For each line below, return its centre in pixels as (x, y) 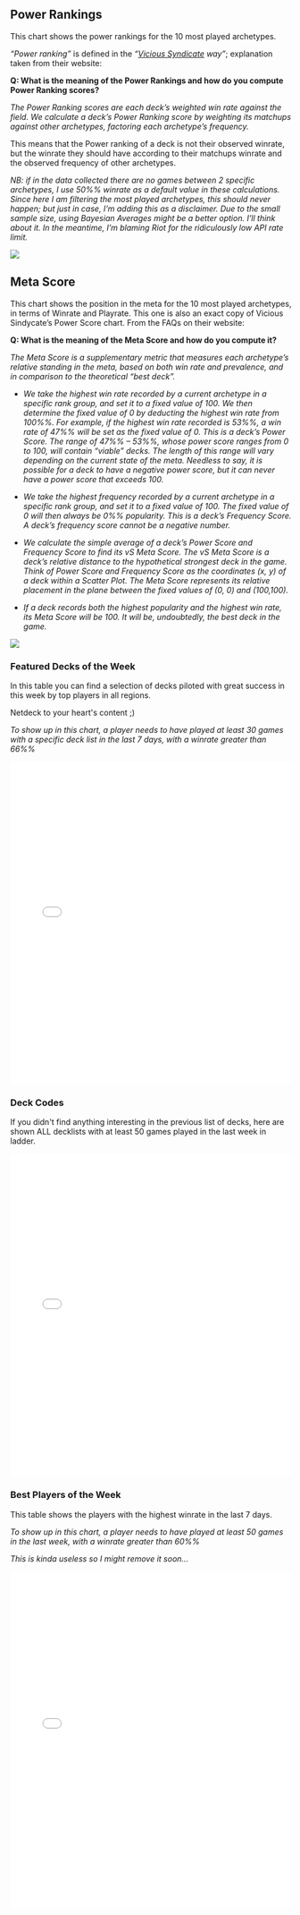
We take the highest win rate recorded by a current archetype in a (145, 394)
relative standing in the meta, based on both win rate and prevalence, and (147, 367)
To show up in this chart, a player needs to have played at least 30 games (147, 729)
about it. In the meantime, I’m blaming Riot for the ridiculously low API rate (147, 227)
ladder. (23, 1141)
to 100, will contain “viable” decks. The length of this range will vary (149, 450)
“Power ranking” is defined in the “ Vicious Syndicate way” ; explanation (142, 54)
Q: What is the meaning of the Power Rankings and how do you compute (147, 81)
